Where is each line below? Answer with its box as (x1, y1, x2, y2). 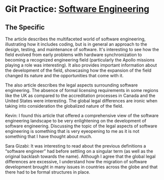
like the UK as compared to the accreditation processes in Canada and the (5, 92, 156, 98)
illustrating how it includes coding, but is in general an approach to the (5, 41, 147, 47)
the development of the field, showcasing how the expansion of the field (5, 67, 152, 73)
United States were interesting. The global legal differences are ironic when (5, 98, 158, 104)
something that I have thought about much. (5, 134, 92, 139)
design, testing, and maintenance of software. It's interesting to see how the (5, 47, 159, 52)
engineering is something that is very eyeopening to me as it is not (5, 128, 140, 134)
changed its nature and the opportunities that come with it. (5, 73, 124, 78)
